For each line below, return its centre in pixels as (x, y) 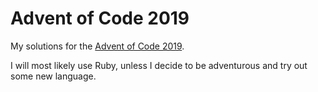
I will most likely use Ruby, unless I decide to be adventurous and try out (159, 65)
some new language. (53, 76)
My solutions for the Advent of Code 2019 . (97, 46)
